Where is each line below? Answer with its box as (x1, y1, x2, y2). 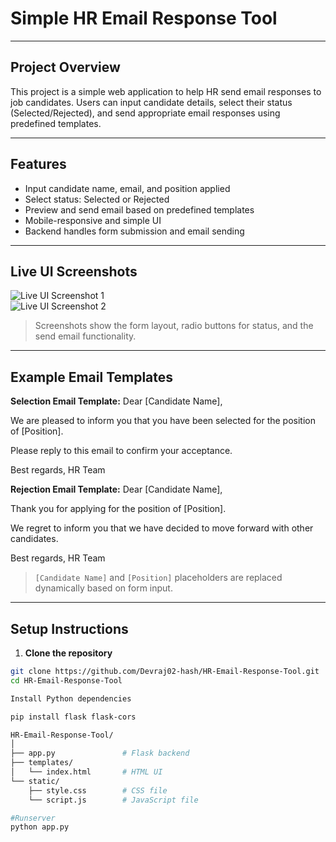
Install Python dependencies (10, 693, 132, 704)
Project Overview (10, 59, 121, 76)
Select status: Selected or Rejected (24, 193, 170, 205)
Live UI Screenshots (10, 263, 138, 280)
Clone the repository (24, 647, 113, 659)
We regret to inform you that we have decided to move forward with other (10, 522, 314, 534)
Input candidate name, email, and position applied (24, 182, 231, 194)
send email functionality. (34, 330, 137, 342)
